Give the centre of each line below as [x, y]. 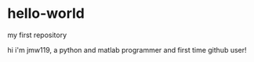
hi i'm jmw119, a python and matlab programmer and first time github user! [127, 50]
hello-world [46, 14]
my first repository [37, 35]
